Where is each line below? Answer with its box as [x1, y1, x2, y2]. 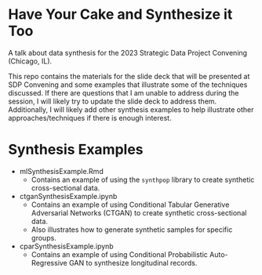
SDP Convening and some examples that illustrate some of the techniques [8, 80, 248, 89]
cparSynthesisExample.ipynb [19, 241, 114, 251]
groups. [31, 233, 56, 242]
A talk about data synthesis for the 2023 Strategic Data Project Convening [8, 48, 248, 57]
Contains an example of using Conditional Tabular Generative [31, 200, 230, 209]
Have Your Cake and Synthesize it [8, 5, 233, 24]
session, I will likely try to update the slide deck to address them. [8, 96, 217, 106]
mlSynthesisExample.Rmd [19, 166, 104, 175]
